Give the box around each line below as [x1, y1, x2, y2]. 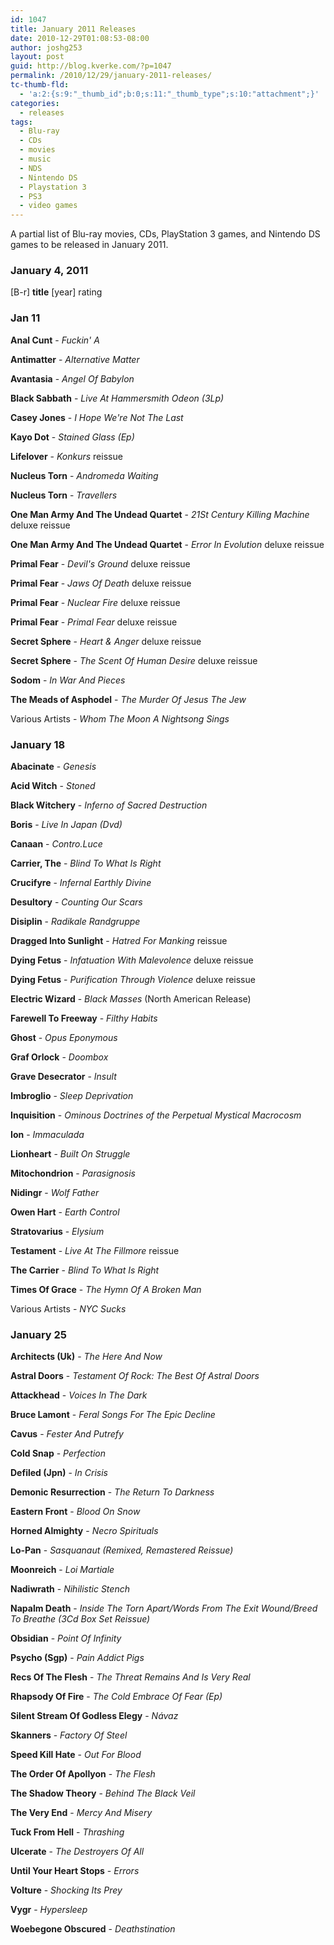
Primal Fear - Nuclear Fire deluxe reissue [10, 596, 181, 608]
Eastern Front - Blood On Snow [10, 1506, 141, 1518]
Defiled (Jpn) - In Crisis [10, 1467, 108, 1479]
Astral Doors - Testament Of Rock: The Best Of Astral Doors [10, 1370, 260, 1382]
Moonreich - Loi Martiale [10, 1564, 115, 1576]
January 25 [10, 1327, 68, 1341]
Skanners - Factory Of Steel [10, 1729, 128, 1741]
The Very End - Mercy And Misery [10, 1807, 153, 1819]
